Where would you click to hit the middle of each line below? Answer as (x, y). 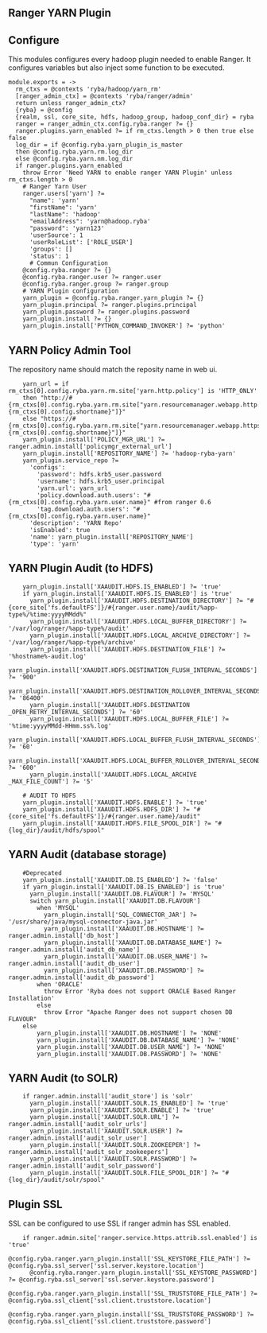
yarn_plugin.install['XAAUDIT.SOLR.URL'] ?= (104, 1117)
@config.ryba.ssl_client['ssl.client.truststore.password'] (110, 1322)
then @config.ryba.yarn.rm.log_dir (74, 152)
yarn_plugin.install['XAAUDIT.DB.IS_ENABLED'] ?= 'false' (120, 880)
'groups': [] (51, 250)
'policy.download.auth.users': (89, 496)
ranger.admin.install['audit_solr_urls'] (78, 1125)
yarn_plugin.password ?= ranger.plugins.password (106, 312)
